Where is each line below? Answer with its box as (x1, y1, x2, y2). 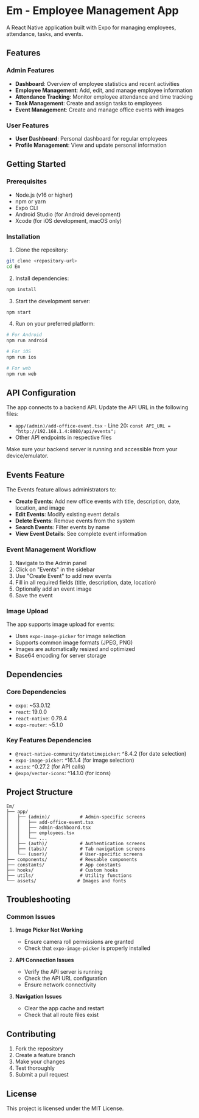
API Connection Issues (15, 957, 74, 964)
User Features (6, 121, 49, 130)
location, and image (15, 504, 65, 512)
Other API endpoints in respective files (15, 434, 112, 441)
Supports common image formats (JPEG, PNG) (15, 639, 133, 646)
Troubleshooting (6, 895, 71, 905)
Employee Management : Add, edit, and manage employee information (15, 86, 193, 94)
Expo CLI (15, 204, 38, 211)
